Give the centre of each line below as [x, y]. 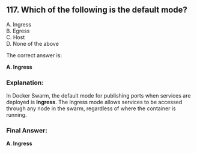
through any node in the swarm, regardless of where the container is [91, 108]
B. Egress [18, 31]
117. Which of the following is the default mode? [97, 10]
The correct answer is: [34, 55]
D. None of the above [32, 43]
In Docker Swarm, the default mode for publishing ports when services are [98, 96]
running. [17, 115]
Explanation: [25, 83]
